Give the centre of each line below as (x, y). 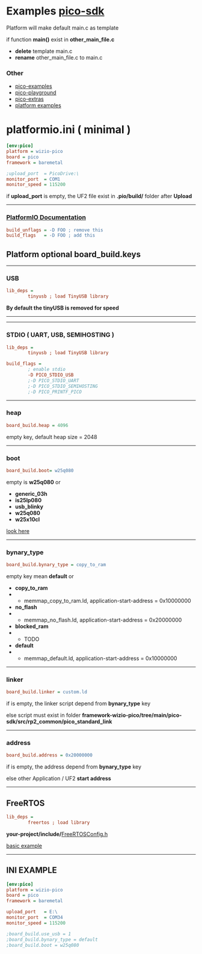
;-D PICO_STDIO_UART (54, 381)
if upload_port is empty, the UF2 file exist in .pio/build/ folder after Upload (99, 196)
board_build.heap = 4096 (37, 425)
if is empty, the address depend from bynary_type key (74, 767)
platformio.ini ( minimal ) (69, 130)
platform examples (38, 105)
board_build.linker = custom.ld (47, 692)
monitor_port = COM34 (35, 918)
